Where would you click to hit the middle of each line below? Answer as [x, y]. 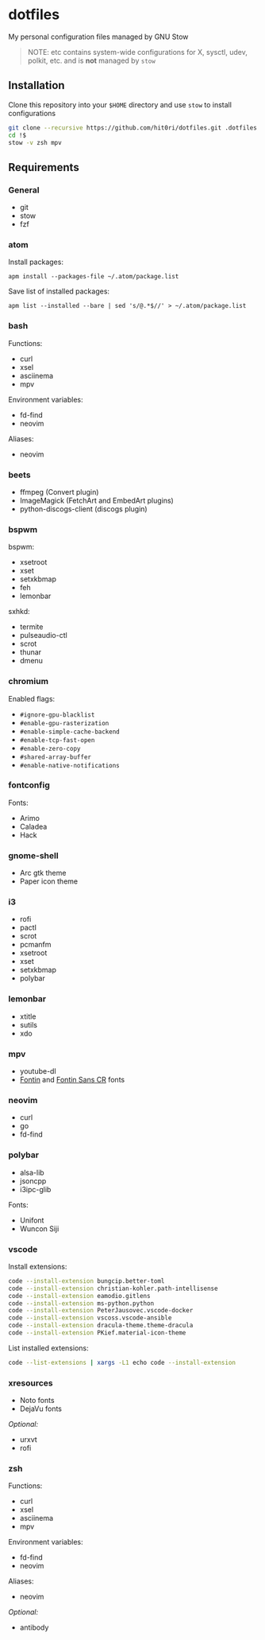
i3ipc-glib [35, 1189]
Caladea [33, 826]
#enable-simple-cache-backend [70, 732]
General [24, 190]
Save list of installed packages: [59, 291]
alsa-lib [32, 1172]
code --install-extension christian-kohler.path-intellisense [113, 1288]
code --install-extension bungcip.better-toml [86, 1281]
